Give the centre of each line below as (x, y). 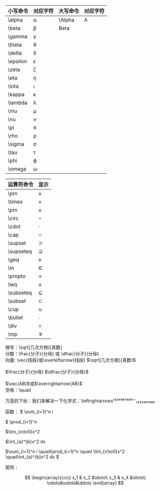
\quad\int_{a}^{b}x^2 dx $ (32, 457)
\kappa (16, 94)
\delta (15, 53)
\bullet (15, 318)
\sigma (16, 144)
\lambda (18, 103)
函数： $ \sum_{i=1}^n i (29, 412)
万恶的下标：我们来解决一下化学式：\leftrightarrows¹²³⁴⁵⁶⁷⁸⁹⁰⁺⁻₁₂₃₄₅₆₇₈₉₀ (80, 401)
